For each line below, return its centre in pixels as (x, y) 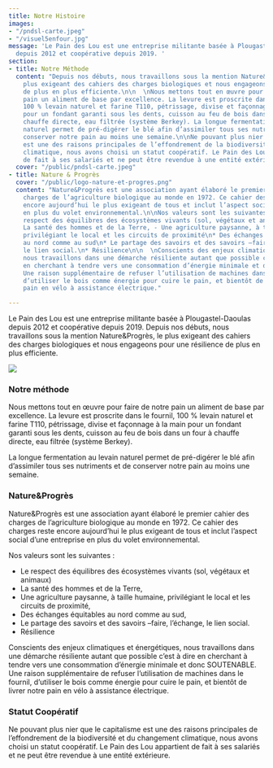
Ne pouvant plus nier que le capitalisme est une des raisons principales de (133, 730)
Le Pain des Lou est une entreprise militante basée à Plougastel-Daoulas (130, 319)
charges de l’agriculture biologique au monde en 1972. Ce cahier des (123, 522)
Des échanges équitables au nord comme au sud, (103, 614)
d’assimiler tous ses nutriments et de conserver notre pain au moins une (129, 466)
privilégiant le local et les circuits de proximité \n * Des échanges (143, 236)
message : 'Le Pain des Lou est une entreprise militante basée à (121, 46)
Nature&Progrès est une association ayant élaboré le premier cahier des (129, 513)
